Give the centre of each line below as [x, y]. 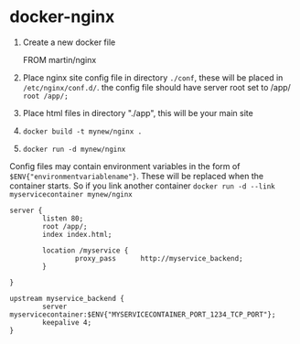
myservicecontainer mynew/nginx [71, 194]
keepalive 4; [67, 322]
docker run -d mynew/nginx [74, 149]
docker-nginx [62, 17]
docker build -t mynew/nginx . [82, 131]
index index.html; [77, 234]
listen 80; [63, 218]
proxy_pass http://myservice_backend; [159, 258]
